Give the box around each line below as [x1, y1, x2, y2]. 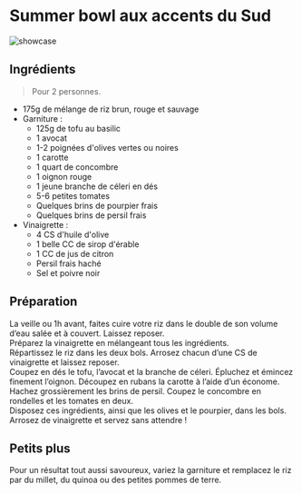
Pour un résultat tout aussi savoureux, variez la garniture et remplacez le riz [9, 465, 292, 476]
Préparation [9, 294, 78, 310]
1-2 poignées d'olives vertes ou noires [35, 142, 179, 153]
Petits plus [9, 440, 71, 456]
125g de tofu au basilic [35, 123, 121, 133]
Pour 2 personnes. [31, 85, 102, 96]
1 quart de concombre [35, 161, 119, 173]
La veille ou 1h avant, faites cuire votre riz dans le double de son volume [9, 318, 278, 329]
